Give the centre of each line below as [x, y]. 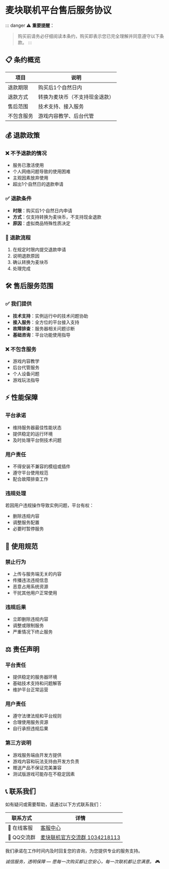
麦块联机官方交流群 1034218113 [80, 838]
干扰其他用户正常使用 [35, 593]
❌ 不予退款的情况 [26, 153]
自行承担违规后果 [30, 728]
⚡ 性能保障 [22, 398]
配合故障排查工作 [30, 479]
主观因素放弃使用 [30, 178]
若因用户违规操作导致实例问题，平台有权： [50, 505]
